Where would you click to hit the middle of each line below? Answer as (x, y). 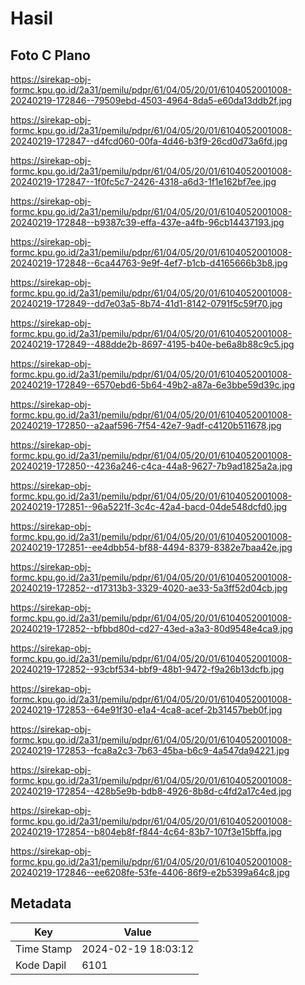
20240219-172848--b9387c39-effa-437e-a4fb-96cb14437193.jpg (147, 222)
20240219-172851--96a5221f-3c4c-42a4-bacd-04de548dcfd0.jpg (149, 506)
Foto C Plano (50, 55)
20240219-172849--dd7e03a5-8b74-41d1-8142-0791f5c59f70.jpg (146, 303)
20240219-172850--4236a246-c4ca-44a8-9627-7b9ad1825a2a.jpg (151, 466)
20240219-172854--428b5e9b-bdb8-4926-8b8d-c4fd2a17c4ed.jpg (151, 791)
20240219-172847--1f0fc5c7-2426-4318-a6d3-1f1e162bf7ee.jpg (143, 181)
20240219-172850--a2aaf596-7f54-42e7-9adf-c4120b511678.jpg (146, 425)
